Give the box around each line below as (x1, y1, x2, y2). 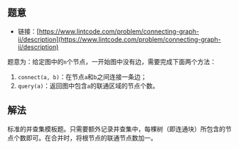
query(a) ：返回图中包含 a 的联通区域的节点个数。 (17, 81, 159, 90)
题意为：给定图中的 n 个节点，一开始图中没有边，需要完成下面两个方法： (7, 57, 217, 66)
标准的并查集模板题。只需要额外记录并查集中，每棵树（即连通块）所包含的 (7, 124, 225, 133)
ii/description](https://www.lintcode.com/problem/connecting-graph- (17, 35, 222, 43)
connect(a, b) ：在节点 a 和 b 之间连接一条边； (17, 72, 147, 81)
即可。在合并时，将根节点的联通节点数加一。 (26, 133, 157, 142)
